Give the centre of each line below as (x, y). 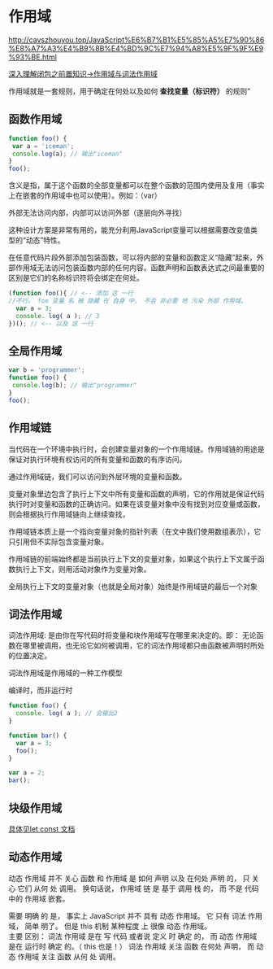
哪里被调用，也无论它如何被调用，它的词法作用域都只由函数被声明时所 (140, 646)
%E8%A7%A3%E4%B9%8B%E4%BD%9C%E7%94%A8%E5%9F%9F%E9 (136, 48)
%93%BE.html (32, 57)
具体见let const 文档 (42, 829)
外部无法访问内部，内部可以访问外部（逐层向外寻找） (97, 213)
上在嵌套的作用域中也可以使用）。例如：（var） (85, 195)
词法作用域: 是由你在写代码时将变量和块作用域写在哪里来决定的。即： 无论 (132, 635)
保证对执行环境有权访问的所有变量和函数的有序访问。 (97, 459)
